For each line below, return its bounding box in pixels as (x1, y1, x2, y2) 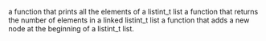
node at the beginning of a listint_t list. (8, 24, 135, 33)
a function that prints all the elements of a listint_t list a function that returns (8, 7, 259, 16)
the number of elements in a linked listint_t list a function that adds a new (8, 15, 250, 25)
